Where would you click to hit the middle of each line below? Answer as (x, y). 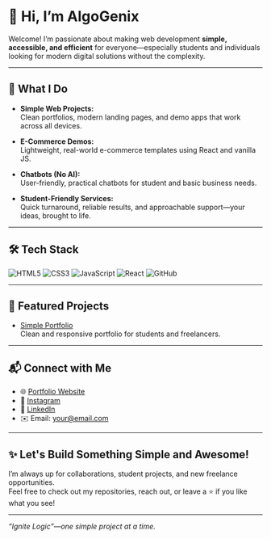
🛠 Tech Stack (44, 250)
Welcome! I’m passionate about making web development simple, (118, 39)
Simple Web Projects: (57, 108)
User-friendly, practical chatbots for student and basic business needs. (138, 183)
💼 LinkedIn (38, 409)
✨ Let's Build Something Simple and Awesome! (129, 455)
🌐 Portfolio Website (52, 392)
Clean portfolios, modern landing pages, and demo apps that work (130, 117)
